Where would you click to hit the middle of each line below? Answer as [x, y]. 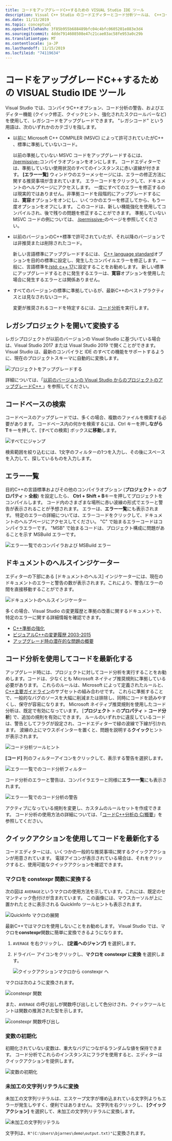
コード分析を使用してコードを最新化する [69, 659]
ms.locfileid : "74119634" [33, 53]
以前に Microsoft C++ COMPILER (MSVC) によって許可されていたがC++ [88, 138]
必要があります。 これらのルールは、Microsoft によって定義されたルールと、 [86, 685]
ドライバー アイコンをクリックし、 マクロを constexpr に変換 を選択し [87, 954]
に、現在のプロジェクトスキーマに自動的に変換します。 [63, 358]
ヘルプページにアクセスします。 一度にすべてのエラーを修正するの [96, 187]
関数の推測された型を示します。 [52, 1010]
